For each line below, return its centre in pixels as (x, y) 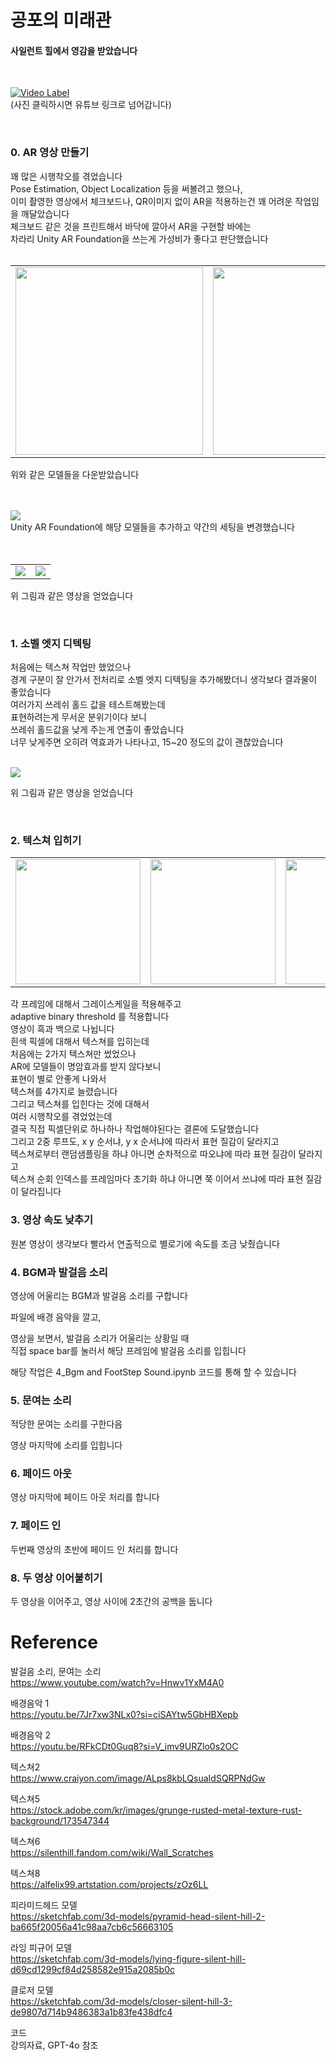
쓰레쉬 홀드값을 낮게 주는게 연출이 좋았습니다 (97, 729)
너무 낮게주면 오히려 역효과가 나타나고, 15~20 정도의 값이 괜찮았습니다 (147, 742)
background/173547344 (60, 1820)
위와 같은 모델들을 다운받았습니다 (75, 474)
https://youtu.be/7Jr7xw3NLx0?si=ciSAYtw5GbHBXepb (124, 1714)
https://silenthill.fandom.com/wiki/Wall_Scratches (112, 1852)
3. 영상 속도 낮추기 (52, 1220)
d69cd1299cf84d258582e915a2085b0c (93, 1969)
